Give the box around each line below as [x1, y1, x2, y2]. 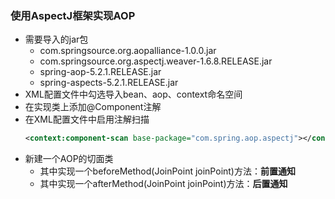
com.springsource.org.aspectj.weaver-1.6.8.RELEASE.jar [39, 55, 273, 67]
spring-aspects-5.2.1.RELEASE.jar [39, 77, 179, 89]
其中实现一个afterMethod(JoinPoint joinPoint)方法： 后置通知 [39, 178, 288, 190]
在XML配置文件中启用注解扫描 [24, 113, 150, 126]
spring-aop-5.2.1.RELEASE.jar [39, 66, 162, 78]
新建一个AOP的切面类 [24, 153, 114, 165]
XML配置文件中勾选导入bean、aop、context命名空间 [24, 88, 243, 101]
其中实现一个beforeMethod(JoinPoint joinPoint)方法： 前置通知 [39, 165, 296, 177]
